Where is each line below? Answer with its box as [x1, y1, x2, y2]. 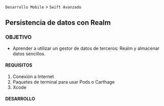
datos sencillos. [12, 50, 46, 57]
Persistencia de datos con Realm [5, 18, 111, 27]
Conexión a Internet [12, 73, 54, 80]
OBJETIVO [5, 33, 32, 41]
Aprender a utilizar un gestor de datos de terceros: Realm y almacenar [12, 45, 160, 51]
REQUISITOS [5, 62, 32, 68]
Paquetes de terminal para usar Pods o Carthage [12, 79, 115, 85]
